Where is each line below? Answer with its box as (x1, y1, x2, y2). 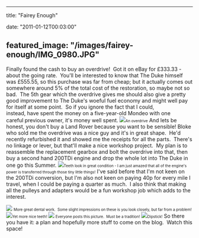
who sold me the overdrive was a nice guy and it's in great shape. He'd (6, 129, 181, 137)
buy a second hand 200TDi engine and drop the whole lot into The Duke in (6, 154, 188, 161)
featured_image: (6, 40, 69, 50)
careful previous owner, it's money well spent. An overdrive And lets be (6, 116, 177, 123)
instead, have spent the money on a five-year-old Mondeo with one (6, 109, 171, 116)
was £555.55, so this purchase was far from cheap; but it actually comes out (6, 78, 193, 85)
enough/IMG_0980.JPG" (6, 50, 99, 60)
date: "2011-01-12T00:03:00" (6, 23, 77, 30)
